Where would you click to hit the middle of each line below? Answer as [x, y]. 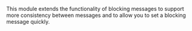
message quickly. [28, 22]
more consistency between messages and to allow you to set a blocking [96, 15]
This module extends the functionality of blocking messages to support [95, 9]
